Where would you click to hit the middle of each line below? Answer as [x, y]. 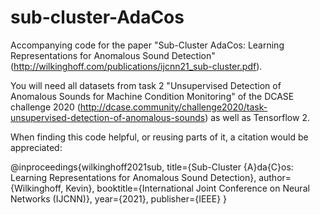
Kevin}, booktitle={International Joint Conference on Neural [187, 188]
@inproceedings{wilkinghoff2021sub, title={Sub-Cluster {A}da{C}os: [152, 167]
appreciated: [36, 147]
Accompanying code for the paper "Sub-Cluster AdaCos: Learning [147, 45]
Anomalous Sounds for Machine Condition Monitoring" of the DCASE [152, 96]
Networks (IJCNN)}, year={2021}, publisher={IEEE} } [119, 198]
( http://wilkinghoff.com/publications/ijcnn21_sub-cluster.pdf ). [136, 66]
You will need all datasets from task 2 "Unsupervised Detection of [146, 85]
